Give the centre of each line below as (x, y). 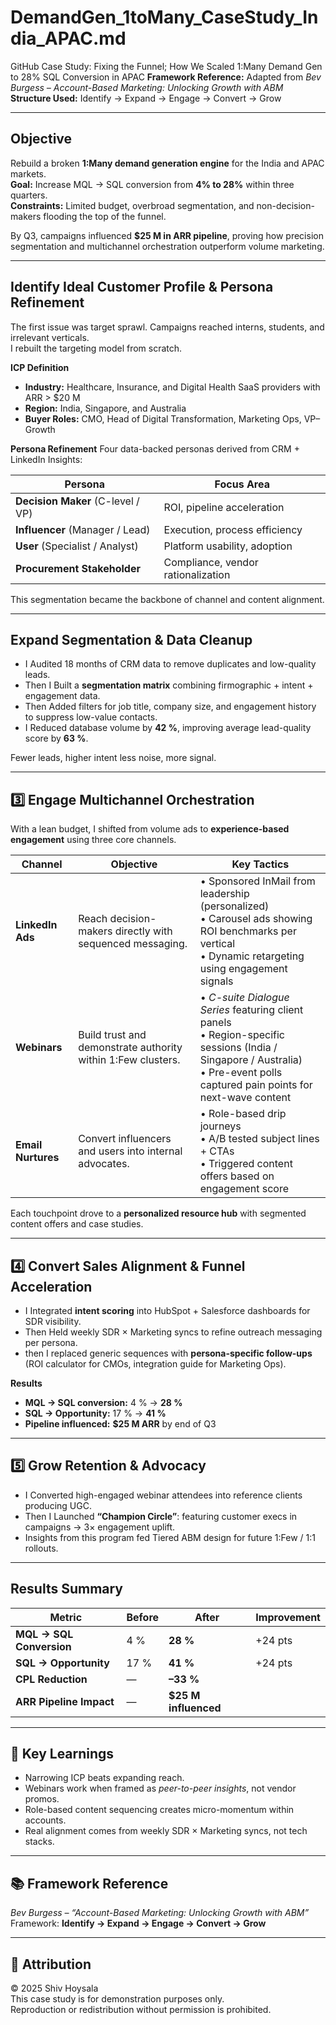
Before (143, 1617)
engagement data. (62, 696)
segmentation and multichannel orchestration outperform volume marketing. (167, 246)
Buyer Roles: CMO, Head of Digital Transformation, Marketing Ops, (163, 418)
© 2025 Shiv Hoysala (54, 1988)
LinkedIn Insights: (46, 459)
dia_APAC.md (68, 38)
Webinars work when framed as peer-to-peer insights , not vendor (160, 1788)
